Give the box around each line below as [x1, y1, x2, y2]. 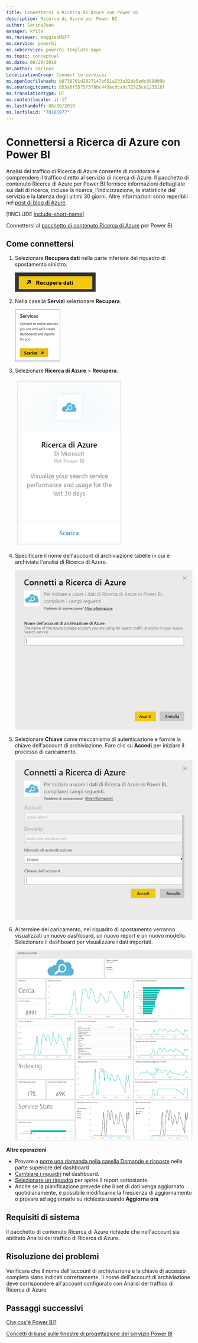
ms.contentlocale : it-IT [6, 97, 67, 103]
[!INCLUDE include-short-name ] [6, 210, 85, 217]
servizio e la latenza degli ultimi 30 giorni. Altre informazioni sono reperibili [6, 193, 188, 200]
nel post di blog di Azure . [6, 199, 67, 206]
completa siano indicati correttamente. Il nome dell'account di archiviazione [6, 1273, 191, 1280]
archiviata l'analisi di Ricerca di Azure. [14, 558, 108, 565]
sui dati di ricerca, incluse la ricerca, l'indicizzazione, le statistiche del [6, 186, 176, 193]
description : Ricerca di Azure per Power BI [6, 15, 118, 22]
